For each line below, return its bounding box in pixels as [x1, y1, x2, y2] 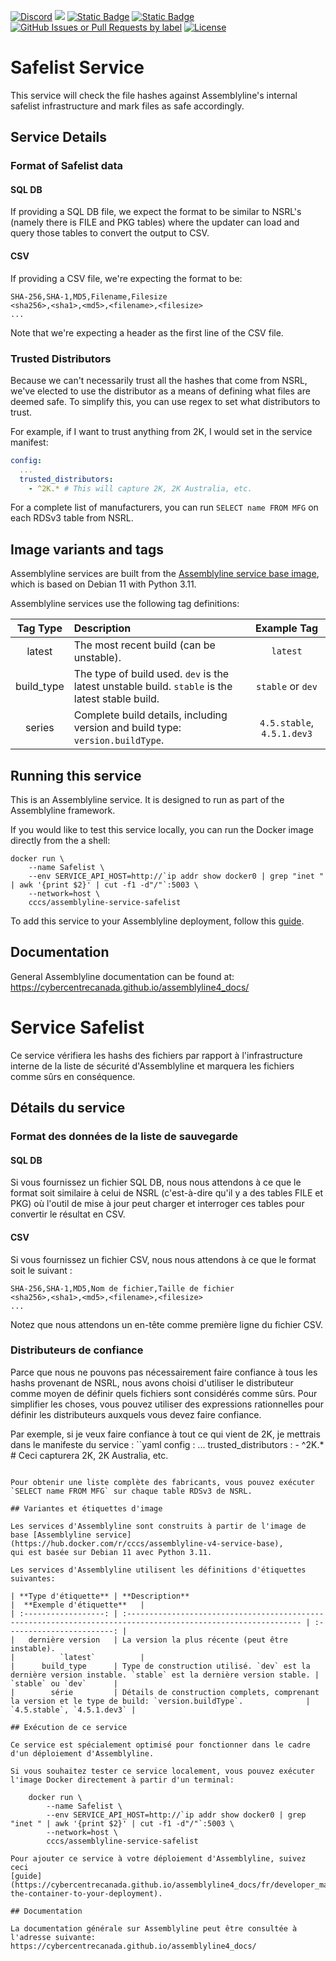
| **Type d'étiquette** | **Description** [10, 1591, 190, 1601]
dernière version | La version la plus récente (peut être [28, 1635, 288, 1645]
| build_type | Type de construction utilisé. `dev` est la [10, 1661, 311, 1671]
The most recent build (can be [73, 638, 216, 652]
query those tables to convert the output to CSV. [10, 227, 210, 239]
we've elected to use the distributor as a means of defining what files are [10, 385, 311, 397]
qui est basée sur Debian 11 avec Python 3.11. [10, 1547, 213, 1557]
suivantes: [10, 1573, 56, 1584]
